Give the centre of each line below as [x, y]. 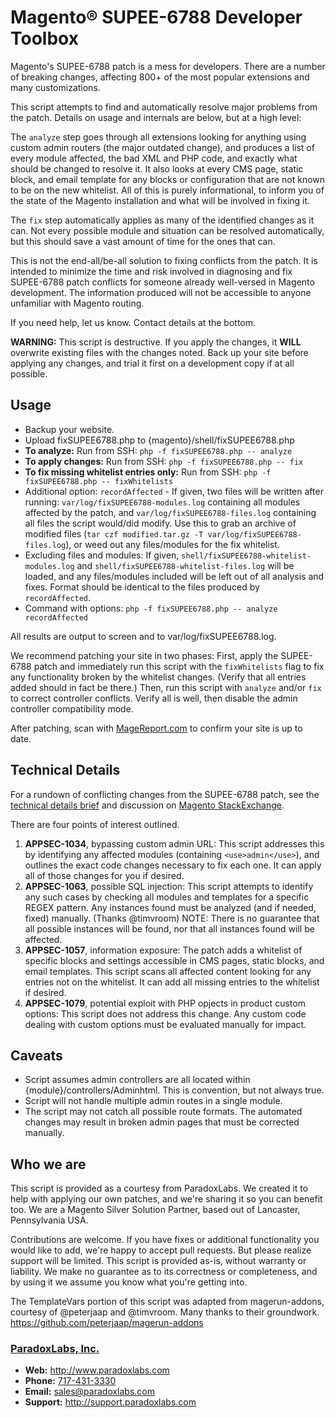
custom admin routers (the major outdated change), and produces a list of [162, 147]
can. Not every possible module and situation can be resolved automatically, [167, 230]
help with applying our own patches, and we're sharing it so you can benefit [166, 1199]
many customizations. [55, 87]
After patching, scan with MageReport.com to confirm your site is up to [156, 728]
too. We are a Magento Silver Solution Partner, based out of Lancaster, [155, 1210]
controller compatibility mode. [72, 708]
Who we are [48, 1164]
